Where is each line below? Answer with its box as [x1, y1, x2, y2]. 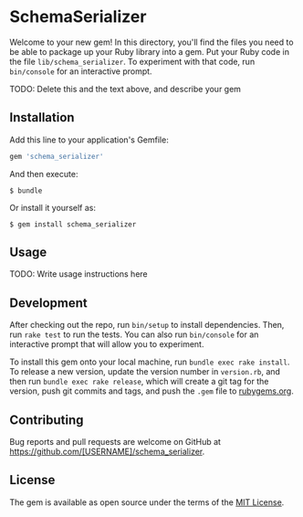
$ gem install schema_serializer [9, 219, 137, 229]
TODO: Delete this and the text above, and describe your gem [9, 83, 242, 94]
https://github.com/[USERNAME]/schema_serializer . [9, 446, 205, 458]
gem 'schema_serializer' [9, 152, 104, 161]
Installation [9, 110, 75, 125]
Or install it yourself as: [9, 202, 96, 213]
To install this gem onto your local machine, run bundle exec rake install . [9, 356, 290, 367]
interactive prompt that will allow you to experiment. [9, 339, 204, 350]
